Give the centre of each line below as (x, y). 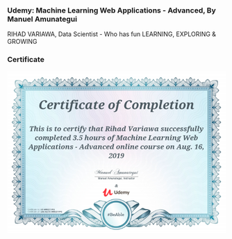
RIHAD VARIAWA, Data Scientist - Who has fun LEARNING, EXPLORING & (112, 34)
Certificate (26, 60)
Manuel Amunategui (42, 19)
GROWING (22, 42)
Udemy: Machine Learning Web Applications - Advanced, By (112, 10)
